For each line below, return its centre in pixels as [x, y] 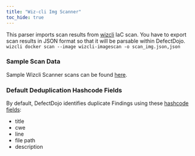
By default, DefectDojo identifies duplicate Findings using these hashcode [97, 103]
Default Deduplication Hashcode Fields [64, 90]
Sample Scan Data [33, 62]
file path [25, 140]
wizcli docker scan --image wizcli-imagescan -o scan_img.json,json [93, 46]
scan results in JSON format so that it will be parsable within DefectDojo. [96, 41]
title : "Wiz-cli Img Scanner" [44, 12]
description [29, 147]
